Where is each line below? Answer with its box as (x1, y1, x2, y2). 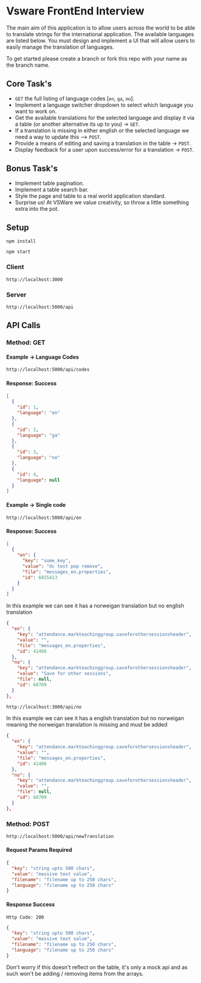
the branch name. (6, 61, 50, 69)
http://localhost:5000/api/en (6, 515, 82, 521)
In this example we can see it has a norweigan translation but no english (6, 602, 184, 609)
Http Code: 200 (6, 914, 44, 920)
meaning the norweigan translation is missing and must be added (6, 721, 168, 728)
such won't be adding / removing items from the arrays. (6, 970, 144, 977)
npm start (6, 249, 31, 255)
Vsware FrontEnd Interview (6, 4, 145, 18)
